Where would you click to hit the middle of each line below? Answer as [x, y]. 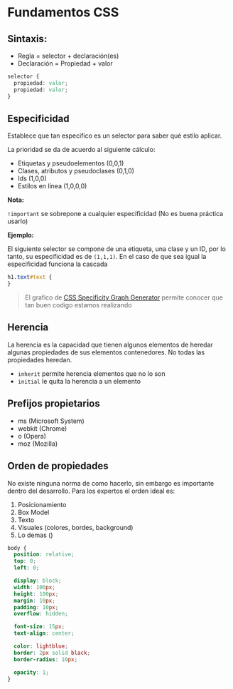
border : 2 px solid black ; [52, 653]
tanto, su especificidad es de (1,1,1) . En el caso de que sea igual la [107, 257]
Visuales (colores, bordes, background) [75, 527]
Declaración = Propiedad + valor [65, 63]
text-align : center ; [44, 633]
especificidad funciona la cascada [58, 264]
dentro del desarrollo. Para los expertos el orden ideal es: [91, 491]
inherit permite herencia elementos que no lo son [91, 373]
